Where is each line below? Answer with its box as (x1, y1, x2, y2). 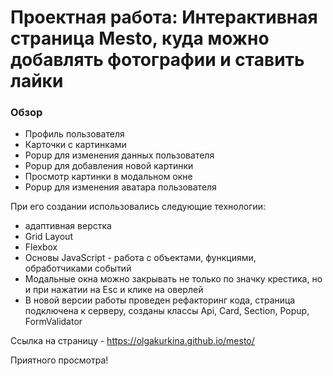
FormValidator (24, 316, 83, 328)
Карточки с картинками (24, 139, 127, 151)
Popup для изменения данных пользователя (24, 149, 215, 161)
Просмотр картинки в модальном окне (24, 171, 193, 183)
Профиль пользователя (24, 128, 125, 140)
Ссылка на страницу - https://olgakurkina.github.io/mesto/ (10, 335, 255, 347)
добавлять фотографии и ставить (10, 49, 305, 71)
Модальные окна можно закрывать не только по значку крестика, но (24, 273, 323, 285)
